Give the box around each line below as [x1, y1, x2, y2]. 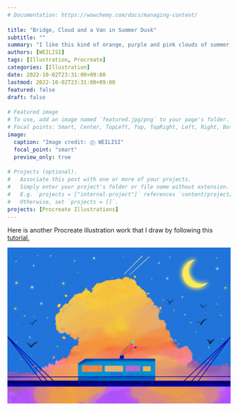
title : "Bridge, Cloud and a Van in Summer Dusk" [7, 26, 157, 33]
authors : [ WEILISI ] [7, 49, 65, 56]
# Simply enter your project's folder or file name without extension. [7, 184, 230, 191]
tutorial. [7, 234, 30, 242]
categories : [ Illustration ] [7, 64, 91, 71]
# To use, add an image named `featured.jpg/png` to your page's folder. [7, 116, 230, 123]
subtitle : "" [7, 34, 46, 41]
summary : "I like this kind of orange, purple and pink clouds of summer [7, 41, 230, 49]
